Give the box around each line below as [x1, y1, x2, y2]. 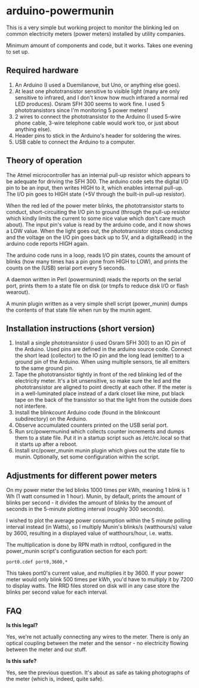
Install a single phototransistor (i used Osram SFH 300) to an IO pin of [14, 339, 186, 346]
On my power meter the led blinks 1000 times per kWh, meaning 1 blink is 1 [6, 486, 189, 494]
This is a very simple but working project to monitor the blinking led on [6, 24, 179, 31]
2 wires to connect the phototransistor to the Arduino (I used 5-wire [14, 113, 181, 120]
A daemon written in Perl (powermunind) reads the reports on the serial [6, 275, 182, 283]
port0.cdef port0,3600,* [6, 559, 68, 565]
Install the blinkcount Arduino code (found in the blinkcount [14, 409, 160, 416]
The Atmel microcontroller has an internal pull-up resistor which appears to [6, 171, 191, 178]
